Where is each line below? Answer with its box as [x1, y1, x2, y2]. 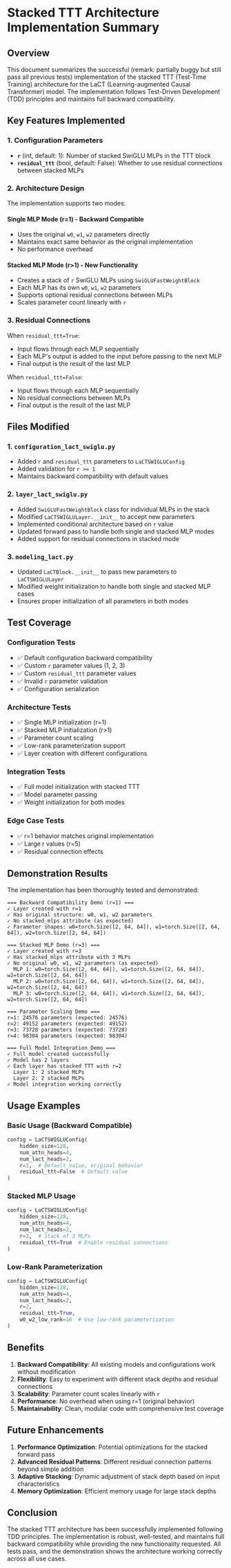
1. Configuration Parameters [7, 136, 103, 145]
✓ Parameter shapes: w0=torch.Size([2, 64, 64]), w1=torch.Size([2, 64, [7, 924, 221, 931]
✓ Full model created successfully [7, 1050, 110, 1058]
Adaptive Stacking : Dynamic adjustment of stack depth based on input [17, 1472, 221, 1480]
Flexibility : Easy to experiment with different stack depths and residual [17, 1375, 219, 1383]
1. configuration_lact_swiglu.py [7, 441, 116, 451]
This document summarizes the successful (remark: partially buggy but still [7, 66, 222, 73]
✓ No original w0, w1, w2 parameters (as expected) [7, 960, 159, 967]
